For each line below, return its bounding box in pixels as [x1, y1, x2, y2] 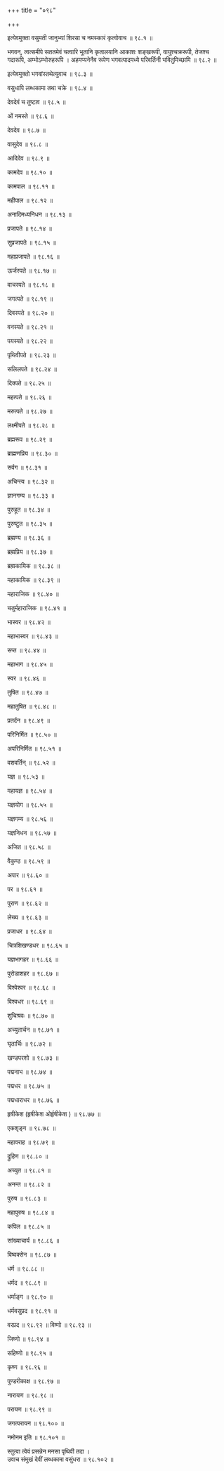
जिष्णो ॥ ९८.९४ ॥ [7, 1335, 50, 1343]
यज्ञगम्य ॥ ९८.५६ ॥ [7, 815, 53, 823]
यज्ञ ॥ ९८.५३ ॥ [7, 772, 45, 781]
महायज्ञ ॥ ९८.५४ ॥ [7, 786, 53, 795]
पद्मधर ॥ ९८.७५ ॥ [7, 1082, 51, 1090]
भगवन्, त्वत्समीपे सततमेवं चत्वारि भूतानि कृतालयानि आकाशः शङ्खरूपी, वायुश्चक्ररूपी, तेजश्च [7, 48, 209, 56]
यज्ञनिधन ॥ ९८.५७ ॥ [7, 829, 57, 837]
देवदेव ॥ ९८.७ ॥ [7, 126, 46, 134]
